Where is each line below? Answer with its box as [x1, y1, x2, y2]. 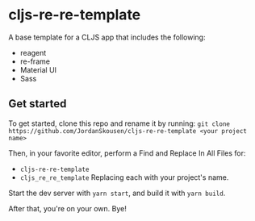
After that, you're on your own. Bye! [8, 203, 127, 213]
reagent [19, 48, 47, 57]
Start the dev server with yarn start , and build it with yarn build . [8, 188, 226, 198]
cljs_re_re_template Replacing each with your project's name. [19, 172, 229, 182]
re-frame [19, 56, 51, 66]
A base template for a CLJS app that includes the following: [8, 32, 206, 42]
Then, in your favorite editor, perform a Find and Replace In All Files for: [8, 148, 246, 158]
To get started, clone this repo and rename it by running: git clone [8, 119, 231, 128]
